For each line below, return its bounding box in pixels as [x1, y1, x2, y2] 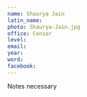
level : [7, 37, 27, 44]
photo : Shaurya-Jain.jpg [7, 23, 81, 30]
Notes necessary [7, 82, 57, 90]
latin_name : [7, 17, 42, 24]
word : [7, 56, 23, 63]
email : [7, 43, 27, 50]
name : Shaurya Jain [7, 10, 65, 18]
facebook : [7, 63, 37, 70]
